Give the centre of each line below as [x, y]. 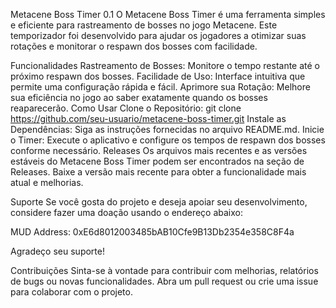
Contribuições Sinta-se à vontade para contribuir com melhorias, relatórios [164, 270]
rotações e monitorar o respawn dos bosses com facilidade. [134, 46]
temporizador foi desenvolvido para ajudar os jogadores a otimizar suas [158, 35]
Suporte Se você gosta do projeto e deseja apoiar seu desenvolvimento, [159, 202]
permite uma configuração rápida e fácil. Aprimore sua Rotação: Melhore [160, 87]
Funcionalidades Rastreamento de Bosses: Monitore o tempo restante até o [165, 65]
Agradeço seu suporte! [57, 251]
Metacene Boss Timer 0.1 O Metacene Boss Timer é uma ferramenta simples [168, 14]
